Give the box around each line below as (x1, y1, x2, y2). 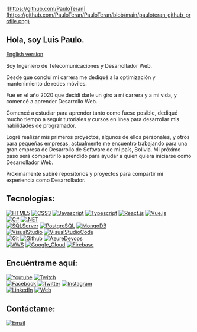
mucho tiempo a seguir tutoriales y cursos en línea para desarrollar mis (6, 115, 179, 122)
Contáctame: (6, 303, 56, 314)
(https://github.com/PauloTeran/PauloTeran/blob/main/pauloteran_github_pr (6, 11, 191, 18)
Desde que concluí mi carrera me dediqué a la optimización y (6, 74, 156, 81)
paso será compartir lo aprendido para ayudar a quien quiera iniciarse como (6, 152, 192, 159)
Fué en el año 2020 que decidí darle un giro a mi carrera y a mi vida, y (6, 91, 177, 99)
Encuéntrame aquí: (6, 258, 78, 268)
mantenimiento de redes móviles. (6, 80, 88, 87)
